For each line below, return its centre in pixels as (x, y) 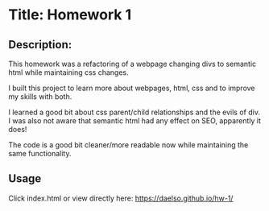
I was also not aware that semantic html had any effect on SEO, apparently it (135, 121)
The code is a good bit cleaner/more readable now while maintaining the (128, 145)
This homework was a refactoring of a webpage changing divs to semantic (132, 64)
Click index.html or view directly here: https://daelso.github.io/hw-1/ (121, 198)
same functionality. (40, 153)
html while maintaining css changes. (68, 72)
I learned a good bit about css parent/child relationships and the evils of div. (134, 112)
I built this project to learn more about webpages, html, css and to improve (132, 88)
